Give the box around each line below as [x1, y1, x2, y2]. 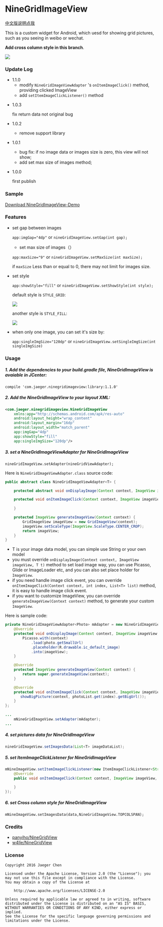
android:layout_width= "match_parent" [14, 425, 90, 430]
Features [5, 213, 27, 220]
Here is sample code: [5, 613, 48, 618]
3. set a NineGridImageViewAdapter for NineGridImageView [5, 449, 129, 455]
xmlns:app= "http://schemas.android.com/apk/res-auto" [14, 411, 125, 416]
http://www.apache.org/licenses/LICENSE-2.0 [14, 888, 105, 893]
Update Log [5, 66, 33, 73]
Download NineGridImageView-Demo [5, 201, 80, 208]
